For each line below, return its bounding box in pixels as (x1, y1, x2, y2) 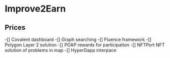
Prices (5, 23, 26, 32)
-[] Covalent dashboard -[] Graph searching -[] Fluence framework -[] (5, 36, 152, 42)
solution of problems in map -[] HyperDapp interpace (5, 47, 117, 53)
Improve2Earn (5, 3, 66, 15)
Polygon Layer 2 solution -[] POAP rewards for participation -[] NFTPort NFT (5, 42, 165, 48)
